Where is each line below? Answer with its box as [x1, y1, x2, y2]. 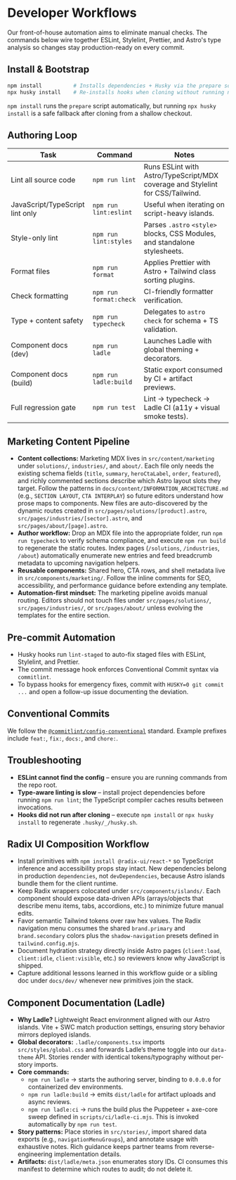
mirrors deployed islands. [17, 1030, 91, 1039]
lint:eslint [92, 209, 133, 217]
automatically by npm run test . [27, 1120, 117, 1129]
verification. [143, 295, 183, 305]
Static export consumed [143, 365, 223, 375]
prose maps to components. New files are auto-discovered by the [17, 499, 209, 508]
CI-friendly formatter [143, 287, 214, 297]
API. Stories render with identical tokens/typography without [34, 1053, 210, 1061]
